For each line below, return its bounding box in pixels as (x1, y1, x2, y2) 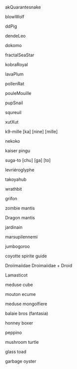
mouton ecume (5, 291, 36, 297)
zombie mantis (5, 205, 36, 211)
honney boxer (5, 320, 34, 326)
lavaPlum (5, 71, 24, 77)
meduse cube (5, 282, 33, 287)
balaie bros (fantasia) (5, 311, 48, 316)
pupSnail (5, 100, 23, 106)
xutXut (5, 119, 19, 125)
